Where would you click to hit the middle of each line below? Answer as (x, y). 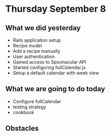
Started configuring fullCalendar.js (49, 67)
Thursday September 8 (56, 9)
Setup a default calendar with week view (56, 73)
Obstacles (22, 129)
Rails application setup (37, 40)
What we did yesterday (43, 28)
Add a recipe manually (36, 51)
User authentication (34, 56)
